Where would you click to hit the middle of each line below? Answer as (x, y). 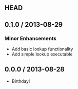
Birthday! (21, 81)
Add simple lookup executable (42, 54)
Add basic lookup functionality (42, 49)
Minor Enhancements (30, 38)
